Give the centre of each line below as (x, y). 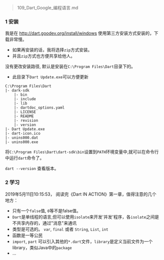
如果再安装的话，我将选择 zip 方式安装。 (52, 50)
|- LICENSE (25, 112)
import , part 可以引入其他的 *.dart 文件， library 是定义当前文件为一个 (82, 241)
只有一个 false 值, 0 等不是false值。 (46, 210)
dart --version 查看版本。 (32, 169)
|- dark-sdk (17, 90)
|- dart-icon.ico (23, 134)
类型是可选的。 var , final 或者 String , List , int (60, 229)
